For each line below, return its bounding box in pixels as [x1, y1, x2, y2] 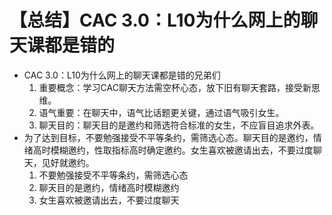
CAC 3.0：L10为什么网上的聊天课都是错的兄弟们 [23, 69, 221, 81]
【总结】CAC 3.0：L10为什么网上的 [9, 9, 301, 32]
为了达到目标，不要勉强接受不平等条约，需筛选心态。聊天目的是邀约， [23, 131, 314, 143]
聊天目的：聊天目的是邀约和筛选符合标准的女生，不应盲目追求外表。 [38, 119, 320, 131]
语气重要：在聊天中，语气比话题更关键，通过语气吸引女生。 [38, 106, 285, 118]
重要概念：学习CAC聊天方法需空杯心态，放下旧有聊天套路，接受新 [38, 81, 312, 93]
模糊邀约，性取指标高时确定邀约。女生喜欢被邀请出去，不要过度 [50, 144, 314, 156]
